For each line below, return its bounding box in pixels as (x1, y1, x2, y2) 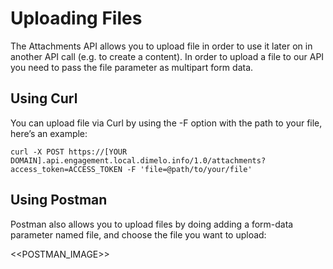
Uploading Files (10, 7, 143, 30)
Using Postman (10, 192, 108, 209)
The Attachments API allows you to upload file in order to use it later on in (10, 40, 313, 52)
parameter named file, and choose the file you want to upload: (10, 228, 267, 241)
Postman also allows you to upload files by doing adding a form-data (10, 218, 294, 230)
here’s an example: (10, 127, 88, 139)
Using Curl (10, 90, 78, 107)
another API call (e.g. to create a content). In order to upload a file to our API (10, 50, 325, 62)
